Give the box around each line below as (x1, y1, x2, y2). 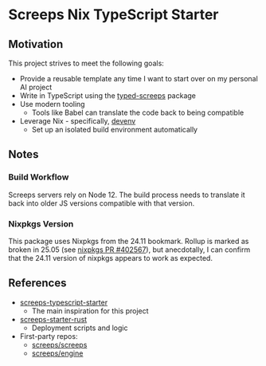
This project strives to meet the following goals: (8, 58, 165, 68)
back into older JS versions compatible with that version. (8, 198, 195, 208)
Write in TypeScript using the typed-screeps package (19, 91, 197, 100)
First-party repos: (19, 331, 78, 340)
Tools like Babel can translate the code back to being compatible (31, 108, 244, 117)
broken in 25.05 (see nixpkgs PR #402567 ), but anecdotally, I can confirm (8, 245, 251, 254)
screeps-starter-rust (19, 314, 88, 324)
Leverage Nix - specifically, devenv (19, 116, 136, 125)
